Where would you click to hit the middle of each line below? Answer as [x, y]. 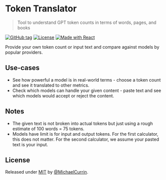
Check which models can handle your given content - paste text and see [87, 90]
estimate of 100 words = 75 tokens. [48, 129]
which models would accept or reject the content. [63, 95]
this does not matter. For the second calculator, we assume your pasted [86, 139]
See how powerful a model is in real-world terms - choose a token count [86, 80]
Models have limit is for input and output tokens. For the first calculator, [85, 134]
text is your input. [30, 144]
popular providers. [24, 52]
